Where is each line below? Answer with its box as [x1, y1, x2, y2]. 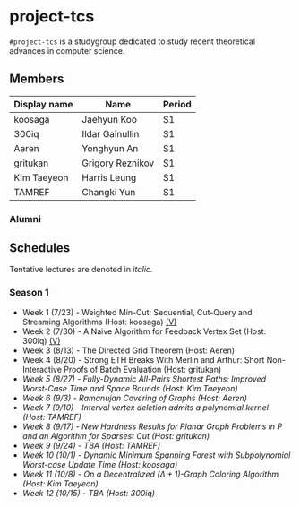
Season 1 [9, 287, 49, 299]
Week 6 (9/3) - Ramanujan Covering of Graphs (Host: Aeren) [21, 392, 248, 403]
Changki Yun [81, 185, 136, 198]
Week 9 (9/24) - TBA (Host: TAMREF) [21, 440, 161, 451]
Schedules [9, 240, 70, 256]
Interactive [21, 364, 63, 374]
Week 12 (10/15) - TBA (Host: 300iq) [21, 487, 155, 498]
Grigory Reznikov [81, 157, 155, 169]
